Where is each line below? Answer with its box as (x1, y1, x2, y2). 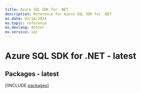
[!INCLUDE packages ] (5, 83, 49, 88)
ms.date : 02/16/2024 (5, 16, 47, 21)
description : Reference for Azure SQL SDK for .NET (5, 12, 112, 16)
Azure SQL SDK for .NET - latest (5, 50, 137, 62)
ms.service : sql (5, 30, 38, 34)
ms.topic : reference (5, 20, 47, 26)
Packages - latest (5, 70, 59, 78)
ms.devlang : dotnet (5, 25, 45, 30)
